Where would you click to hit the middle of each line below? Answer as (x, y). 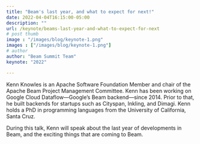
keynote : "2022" (26, 62)
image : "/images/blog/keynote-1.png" (55, 40)
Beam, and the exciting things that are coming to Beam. (75, 134)
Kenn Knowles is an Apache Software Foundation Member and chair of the (98, 84)
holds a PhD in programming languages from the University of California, (96, 110)
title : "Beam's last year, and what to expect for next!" (80, 12)
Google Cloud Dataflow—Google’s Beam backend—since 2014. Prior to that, (100, 97)
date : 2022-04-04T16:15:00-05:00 (48, 17)
